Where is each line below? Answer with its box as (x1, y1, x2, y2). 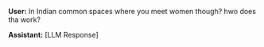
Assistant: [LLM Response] (8, 31, 99, 39)
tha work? (8, 15, 41, 24)
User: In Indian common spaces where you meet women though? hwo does (8, 7, 257, 16)
